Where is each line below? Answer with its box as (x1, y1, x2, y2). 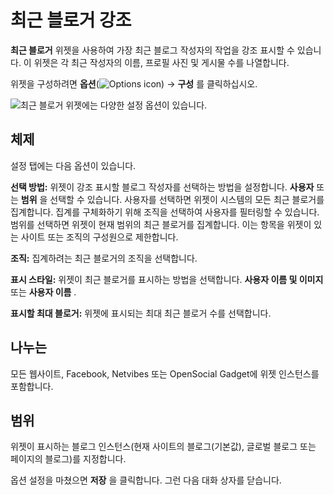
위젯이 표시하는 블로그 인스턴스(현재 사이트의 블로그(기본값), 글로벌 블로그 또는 (10, 441, 317, 453)
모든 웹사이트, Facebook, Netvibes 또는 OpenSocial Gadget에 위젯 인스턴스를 (10, 367, 320, 380)
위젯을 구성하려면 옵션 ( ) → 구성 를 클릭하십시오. (10, 77, 258, 90)
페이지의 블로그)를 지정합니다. (10, 453, 127, 465)
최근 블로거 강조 (10, 9, 132, 32)
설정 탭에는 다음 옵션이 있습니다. (10, 159, 137, 171)
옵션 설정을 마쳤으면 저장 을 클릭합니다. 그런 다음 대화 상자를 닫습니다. (10, 474, 282, 486)
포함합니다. (10, 380, 54, 392)
